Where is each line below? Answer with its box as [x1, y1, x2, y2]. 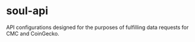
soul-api [6, 4, 49, 18]
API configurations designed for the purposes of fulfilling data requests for [6, 24, 189, 31]
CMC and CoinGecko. [6, 30, 59, 37]
